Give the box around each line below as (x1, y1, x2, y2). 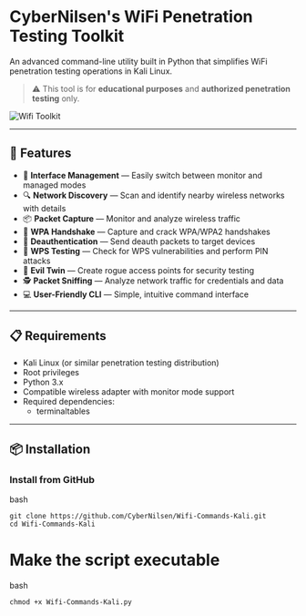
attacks (22, 255, 51, 266)
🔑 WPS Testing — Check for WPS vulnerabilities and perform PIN (22, 245, 269, 256)
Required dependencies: (22, 395, 116, 406)
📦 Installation (9, 441, 91, 457)
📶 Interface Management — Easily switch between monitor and (22, 169, 262, 180)
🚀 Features (9, 146, 72, 161)
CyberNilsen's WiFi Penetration (9, 6, 253, 27)
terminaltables (36, 406, 91, 416)
